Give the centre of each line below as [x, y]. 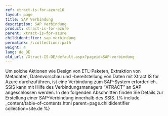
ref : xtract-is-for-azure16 [35, 10]
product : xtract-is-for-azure [37, 29]
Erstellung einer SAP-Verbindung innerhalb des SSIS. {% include [72, 98]
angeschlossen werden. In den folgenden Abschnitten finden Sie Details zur [84, 93]
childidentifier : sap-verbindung [40, 38]
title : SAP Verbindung [29, 19]
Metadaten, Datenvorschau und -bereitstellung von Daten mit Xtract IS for [82, 77]
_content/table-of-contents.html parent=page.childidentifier [68, 103]
